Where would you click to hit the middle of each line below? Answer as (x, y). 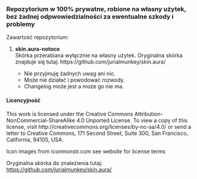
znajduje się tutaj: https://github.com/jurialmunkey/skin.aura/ (90, 62)
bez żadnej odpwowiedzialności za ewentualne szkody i (90, 16)
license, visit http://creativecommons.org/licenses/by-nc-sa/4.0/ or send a (99, 126)
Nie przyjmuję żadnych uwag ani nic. (70, 74)
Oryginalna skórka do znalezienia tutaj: (55, 163)
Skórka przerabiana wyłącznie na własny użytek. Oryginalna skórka (98, 56)
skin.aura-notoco (37, 49)
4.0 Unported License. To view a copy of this (132, 120)
